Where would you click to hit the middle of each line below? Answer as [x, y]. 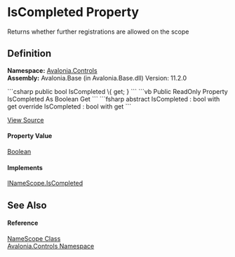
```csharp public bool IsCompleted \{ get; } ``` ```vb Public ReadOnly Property [117, 91]
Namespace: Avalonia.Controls [52, 70]
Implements [25, 167]
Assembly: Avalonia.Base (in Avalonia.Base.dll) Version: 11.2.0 [97, 78]
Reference [23, 223]
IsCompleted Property [73, 12]
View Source [26, 120]
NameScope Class [34, 238]
